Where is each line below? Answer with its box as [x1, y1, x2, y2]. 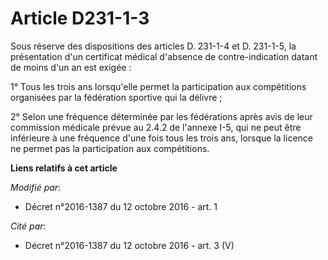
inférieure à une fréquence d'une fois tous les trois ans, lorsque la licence [10, 132, 313, 144]
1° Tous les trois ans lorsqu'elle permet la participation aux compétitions [10, 80, 307, 92]
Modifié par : [10, 181, 62, 193]
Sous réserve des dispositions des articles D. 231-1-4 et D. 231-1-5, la [10, 40, 297, 52]
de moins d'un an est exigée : [10, 61, 132, 73]
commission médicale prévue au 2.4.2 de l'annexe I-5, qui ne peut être [10, 121, 302, 133]
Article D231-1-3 [10, 7, 150, 30]
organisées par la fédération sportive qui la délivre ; [10, 91, 223, 103]
